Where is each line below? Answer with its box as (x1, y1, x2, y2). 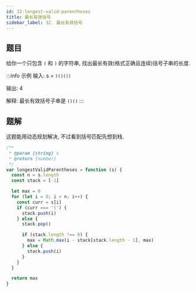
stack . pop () (21, 221, 51, 227)
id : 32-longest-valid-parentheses (6, 8, 91, 15)
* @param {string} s (8, 150, 59, 156)
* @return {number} (8, 156, 57, 162)
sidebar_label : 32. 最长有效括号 (6, 19, 83, 25)
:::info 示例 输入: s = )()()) (6, 72, 72, 80)
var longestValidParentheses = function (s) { (6, 166, 122, 173)
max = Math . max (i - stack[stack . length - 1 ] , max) (27, 237, 154, 244)
